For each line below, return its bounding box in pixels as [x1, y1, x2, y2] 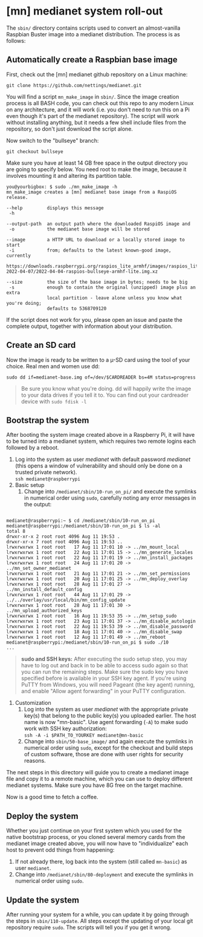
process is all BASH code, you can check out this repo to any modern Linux [6, 99, 194, 106]
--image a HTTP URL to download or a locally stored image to [6, 237, 185, 243]
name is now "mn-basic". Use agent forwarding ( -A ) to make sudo [24, 719, 188, 726]
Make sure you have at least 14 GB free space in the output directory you [6, 159, 188, 166]
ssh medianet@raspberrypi [14, 476, 80, 482]
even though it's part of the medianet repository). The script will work [6, 112, 179, 119]
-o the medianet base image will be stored [8, 226, 150, 232]
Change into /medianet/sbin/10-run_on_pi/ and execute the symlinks [24, 488, 197, 495]
